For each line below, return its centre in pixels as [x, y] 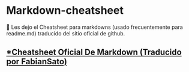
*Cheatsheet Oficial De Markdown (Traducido [94, 52]
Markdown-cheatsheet [65, 10]
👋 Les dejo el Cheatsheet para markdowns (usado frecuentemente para [94, 27]
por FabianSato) [37, 61]
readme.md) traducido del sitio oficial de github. [66, 33]
